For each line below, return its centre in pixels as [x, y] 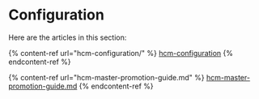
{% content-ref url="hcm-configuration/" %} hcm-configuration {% [121, 53]
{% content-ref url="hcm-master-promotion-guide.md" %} [106, 77]
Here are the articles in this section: [68, 37]
